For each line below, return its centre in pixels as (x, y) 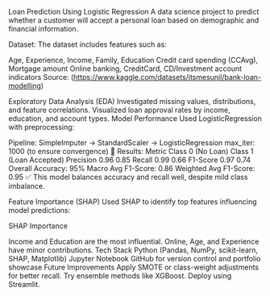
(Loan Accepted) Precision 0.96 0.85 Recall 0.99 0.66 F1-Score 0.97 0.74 (130, 160)
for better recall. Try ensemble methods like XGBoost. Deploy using (120, 276)
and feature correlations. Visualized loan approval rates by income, (120, 110)
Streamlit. (24, 284)
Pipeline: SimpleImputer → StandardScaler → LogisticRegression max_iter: (132, 143)
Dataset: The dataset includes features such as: (87, 44)
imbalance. (27, 186)
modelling (25, 85)
